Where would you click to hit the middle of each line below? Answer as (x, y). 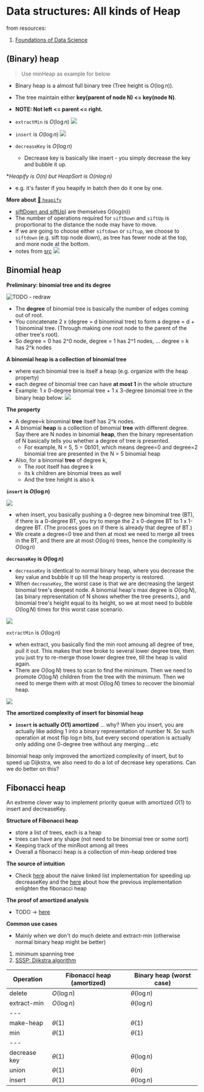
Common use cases (32, 924)
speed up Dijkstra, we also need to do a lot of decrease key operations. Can (101, 762)
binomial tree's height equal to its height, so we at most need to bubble (104, 603)
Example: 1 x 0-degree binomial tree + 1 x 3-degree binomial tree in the (104, 390)
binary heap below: (39, 398)
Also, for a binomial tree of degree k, (61, 460)
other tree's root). (37, 334)
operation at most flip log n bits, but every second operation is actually (103, 738)
